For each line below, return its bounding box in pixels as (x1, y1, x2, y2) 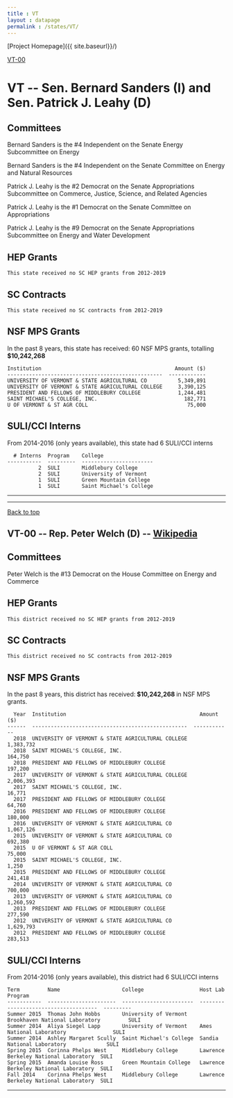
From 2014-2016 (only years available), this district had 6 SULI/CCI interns (7, 973, 219, 981)
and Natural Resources (7, 169, 73, 177)
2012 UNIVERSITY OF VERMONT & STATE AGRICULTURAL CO (13, 918, 172, 924)
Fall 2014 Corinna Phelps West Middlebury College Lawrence (7, 1072, 225, 1079)
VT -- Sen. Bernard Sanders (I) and (7, 80, 212, 96)
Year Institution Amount (13, 711, 218, 718)
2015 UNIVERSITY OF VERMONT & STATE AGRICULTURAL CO (13, 832, 172, 840)
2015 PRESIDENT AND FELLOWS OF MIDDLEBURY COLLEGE (13, 869, 166, 876)
